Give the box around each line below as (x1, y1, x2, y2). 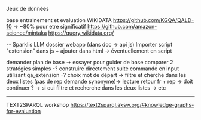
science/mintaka (6, 29, 47, 36)
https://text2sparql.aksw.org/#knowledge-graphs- (70, 101, 194, 108)
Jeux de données (6, 5, 49, 12)
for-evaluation (6, 107, 41, 115)
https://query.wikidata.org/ (48, 29, 114, 36)
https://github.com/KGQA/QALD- (112, 17, 194, 23)
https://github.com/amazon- (87, 23, 157, 30)
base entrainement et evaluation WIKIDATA (6, 17, 112, 23)
